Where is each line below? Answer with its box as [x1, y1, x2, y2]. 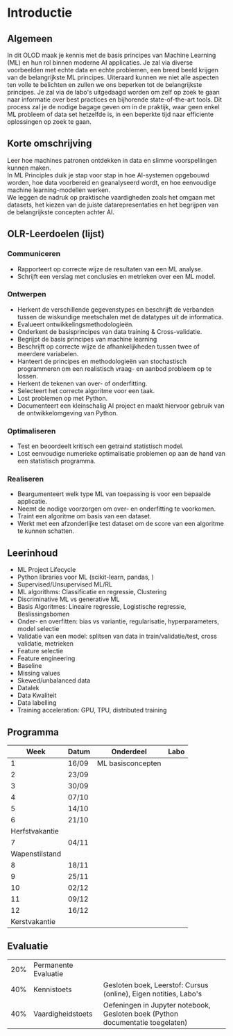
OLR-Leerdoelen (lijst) [7, 228, 105, 240]
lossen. [17, 372, 38, 380]
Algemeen [7, 33, 53, 45]
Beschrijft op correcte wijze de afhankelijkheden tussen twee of [17, 342, 200, 351]
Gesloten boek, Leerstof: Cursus [103, 980, 209, 989]
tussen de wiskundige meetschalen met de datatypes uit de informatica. [17, 312, 224, 321]
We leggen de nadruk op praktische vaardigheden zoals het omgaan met [7, 193, 216, 201]
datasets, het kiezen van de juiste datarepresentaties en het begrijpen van [7, 200, 219, 209]
